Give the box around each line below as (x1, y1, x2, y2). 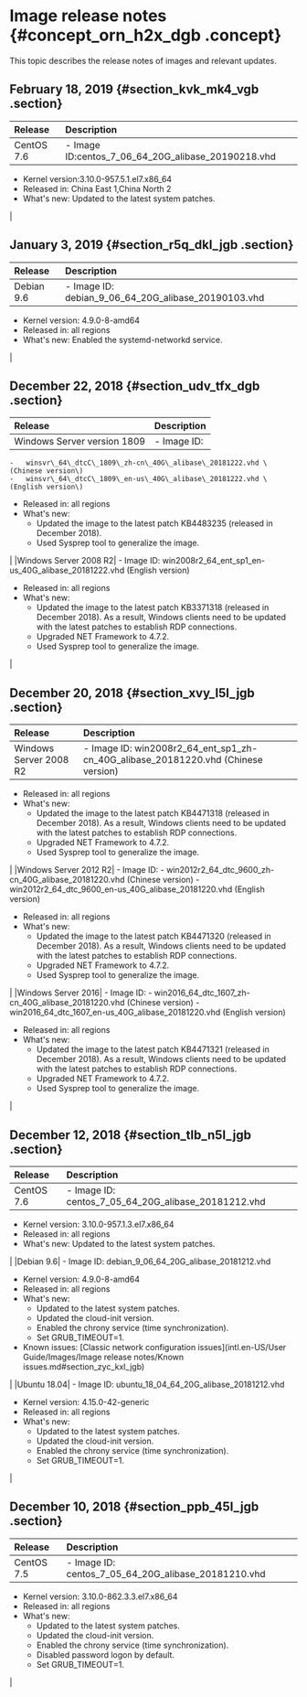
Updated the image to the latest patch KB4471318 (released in (36, 808, 270, 819)
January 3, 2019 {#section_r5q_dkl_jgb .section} (9, 237, 294, 252)
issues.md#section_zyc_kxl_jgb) (22, 1361, 145, 1372)
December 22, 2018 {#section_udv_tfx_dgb (9, 378, 260, 393)
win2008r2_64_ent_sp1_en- (162, 555, 266, 566)
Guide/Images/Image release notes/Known (22, 1351, 185, 1362)
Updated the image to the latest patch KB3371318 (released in (36, 602, 270, 613)
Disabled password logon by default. (36, 1649, 175, 1660)
